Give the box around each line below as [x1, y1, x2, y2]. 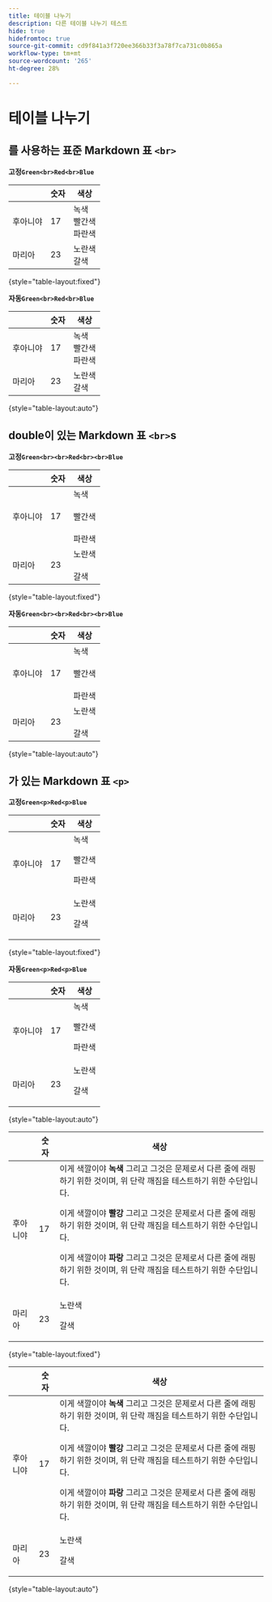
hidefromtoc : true [8, 34, 70, 43]
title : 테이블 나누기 [8, 11, 71, 20]
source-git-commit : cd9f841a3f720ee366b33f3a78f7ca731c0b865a [8, 42, 223, 50]
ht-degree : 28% [8, 65, 60, 73]
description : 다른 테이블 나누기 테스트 [8, 19, 128, 28]
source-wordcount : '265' [8, 58, 92, 66]
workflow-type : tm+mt [8, 49, 82, 58]
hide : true [8, 27, 45, 35]
